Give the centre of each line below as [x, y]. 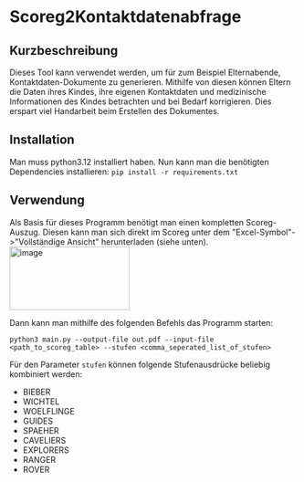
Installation [42, 140]
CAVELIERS [44, 440]
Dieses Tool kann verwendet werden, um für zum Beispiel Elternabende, [145, 72]
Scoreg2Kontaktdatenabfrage [126, 17]
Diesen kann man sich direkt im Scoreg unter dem [136, 232]
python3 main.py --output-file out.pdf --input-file [112, 340]
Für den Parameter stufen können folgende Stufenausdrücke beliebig [140, 364]
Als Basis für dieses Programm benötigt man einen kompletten [127, 222]
